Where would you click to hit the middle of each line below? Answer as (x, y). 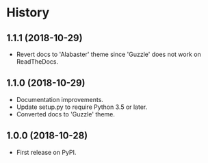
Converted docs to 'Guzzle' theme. (66, 114)
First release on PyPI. (46, 152)
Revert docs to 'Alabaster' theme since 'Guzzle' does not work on (108, 54)
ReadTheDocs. (37, 62)
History (28, 13)
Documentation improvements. (60, 99)
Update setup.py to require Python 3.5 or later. (82, 107)
